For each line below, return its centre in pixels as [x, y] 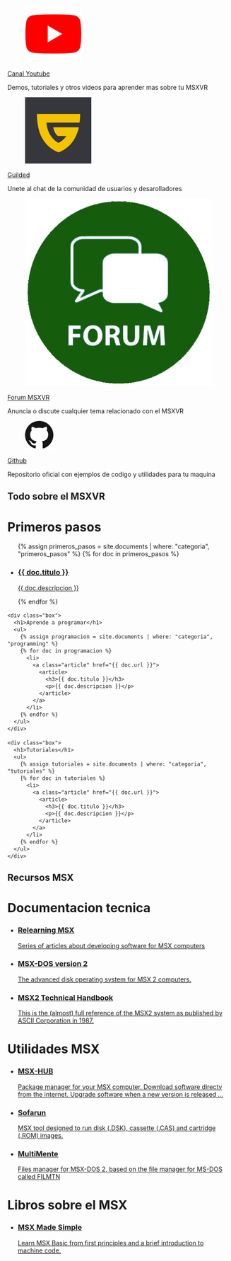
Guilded [19, 175]
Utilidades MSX [54, 1049]
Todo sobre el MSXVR [56, 496]
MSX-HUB [35, 1071]
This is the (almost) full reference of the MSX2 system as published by [120, 1013]
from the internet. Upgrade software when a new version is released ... [120, 1094]
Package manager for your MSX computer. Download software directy [120, 1087]
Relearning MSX [46, 931]
